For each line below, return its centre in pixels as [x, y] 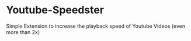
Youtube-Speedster [55, 10]
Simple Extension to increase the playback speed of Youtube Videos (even [96, 26]
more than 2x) [23, 32]
